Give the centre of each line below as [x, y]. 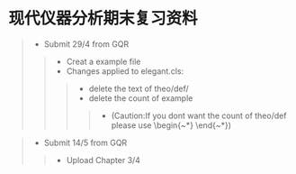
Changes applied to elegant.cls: [125, 71]
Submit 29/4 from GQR [86, 44]
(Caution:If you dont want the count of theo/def [199, 115]
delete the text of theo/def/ [139, 88]
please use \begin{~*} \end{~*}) [171, 125]
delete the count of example [141, 98]
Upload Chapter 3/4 [103, 160]
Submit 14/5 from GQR [85, 142]
